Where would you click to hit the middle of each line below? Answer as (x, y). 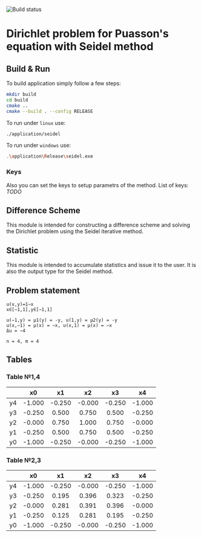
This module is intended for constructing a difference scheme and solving (98, 225)
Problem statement (43, 290)
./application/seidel (34, 134)
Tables (19, 360)
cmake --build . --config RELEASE (50, 111)
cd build (17, 100)
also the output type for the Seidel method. (60, 271)
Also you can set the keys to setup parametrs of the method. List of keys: (97, 185)
